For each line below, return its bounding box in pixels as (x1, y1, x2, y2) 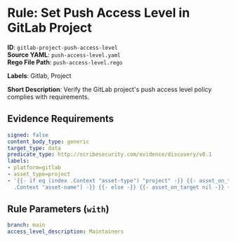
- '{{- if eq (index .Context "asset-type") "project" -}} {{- (7, 177, 197, 184)
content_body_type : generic (7, 138, 90, 145)
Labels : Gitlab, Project (7, 72, 72, 80)
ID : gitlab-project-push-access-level (7, 43, 118, 51)
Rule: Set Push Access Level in (7, 5, 190, 21)
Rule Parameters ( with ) (7, 203, 110, 215)
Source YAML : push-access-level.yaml (7, 51, 121, 59)
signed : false (7, 131, 49, 138)
